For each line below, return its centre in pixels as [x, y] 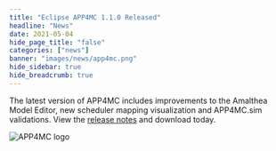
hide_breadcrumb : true [51, 75]
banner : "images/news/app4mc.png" [73, 59]
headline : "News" [41, 26]
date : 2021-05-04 [41, 34]
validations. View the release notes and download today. [113, 119]
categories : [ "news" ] [49, 51]
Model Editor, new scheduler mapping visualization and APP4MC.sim [136, 110]
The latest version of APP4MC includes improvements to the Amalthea [138, 100]
